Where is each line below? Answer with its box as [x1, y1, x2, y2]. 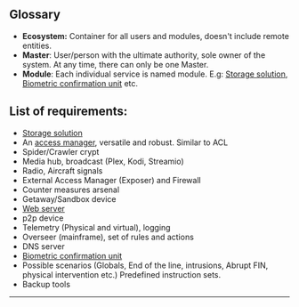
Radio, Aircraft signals [21, 165, 103, 176]
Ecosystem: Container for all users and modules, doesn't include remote [21, 30, 289, 41]
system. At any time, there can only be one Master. [21, 59, 209, 69]
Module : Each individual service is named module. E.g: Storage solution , [21, 69, 288, 79]
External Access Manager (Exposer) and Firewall [21, 174, 202, 185]
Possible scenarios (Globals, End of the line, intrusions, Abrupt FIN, [21, 260, 269, 271]
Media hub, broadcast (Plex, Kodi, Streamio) [21, 156, 184, 166]
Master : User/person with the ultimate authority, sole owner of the [21, 49, 266, 61]
